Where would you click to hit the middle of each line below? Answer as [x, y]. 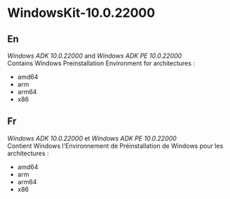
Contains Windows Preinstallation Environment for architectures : [101, 63]
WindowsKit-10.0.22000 [81, 13]
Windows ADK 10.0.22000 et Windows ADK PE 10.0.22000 [92, 138]
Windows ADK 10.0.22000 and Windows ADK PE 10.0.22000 [95, 56]
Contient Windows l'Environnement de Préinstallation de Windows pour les [115, 146]
